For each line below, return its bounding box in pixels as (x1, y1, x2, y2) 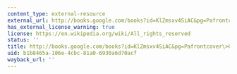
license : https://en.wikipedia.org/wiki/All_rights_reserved (7, 30, 191, 37)
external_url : (7, 17, 49, 24)
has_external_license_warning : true (7, 23, 115, 30)
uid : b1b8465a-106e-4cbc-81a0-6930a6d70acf (7, 50, 138, 57)
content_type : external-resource (7, 10, 106, 18)
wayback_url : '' (7, 56, 55, 63)
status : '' (7, 37, 39, 44)
